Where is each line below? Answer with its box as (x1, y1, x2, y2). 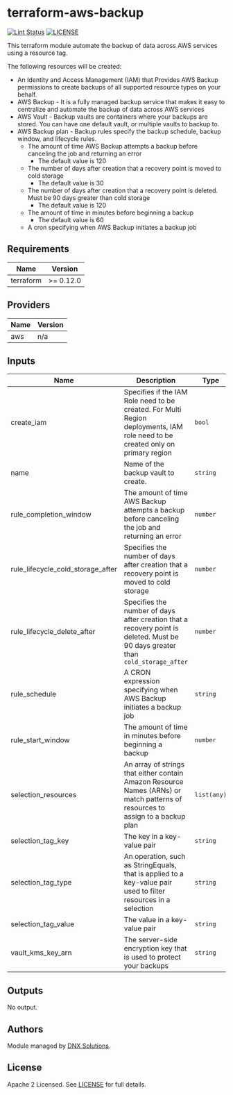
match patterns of (123, 794, 182, 804)
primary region (123, 448, 172, 458)
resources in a (123, 895, 171, 905)
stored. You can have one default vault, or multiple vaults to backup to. (17, 119, 220, 128)
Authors (7, 1023, 44, 1035)
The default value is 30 (37, 178, 104, 187)
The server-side (123, 935, 178, 945)
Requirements (7, 243, 69, 255)
